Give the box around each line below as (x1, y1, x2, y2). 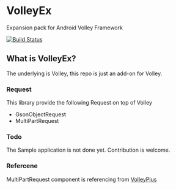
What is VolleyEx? (6, 53, 76, 64)
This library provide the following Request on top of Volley (6, 99, 153, 106)
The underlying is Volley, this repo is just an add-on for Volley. (6, 70, 163, 77)
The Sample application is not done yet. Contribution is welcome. (6, 146, 170, 154)
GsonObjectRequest (15, 111, 66, 118)
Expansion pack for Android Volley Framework (6, 24, 123, 31)
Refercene (6, 161, 38, 170)
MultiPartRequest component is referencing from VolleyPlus (6, 176, 157, 183)
